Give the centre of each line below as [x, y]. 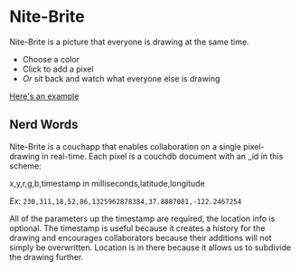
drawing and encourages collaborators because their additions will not [141, 237]
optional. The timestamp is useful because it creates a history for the [137, 227]
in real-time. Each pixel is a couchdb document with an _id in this [163, 156]
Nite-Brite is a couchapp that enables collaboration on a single [126, 146]
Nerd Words [44, 125]
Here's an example [44, 96]
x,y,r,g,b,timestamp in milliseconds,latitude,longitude [107, 183]
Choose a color [51, 59]
